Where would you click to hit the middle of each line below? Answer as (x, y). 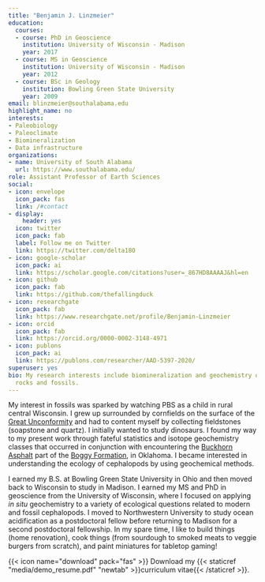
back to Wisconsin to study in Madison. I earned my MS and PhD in (118, 487)
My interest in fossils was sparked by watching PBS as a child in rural (121, 405)
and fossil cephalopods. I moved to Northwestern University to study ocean (131, 513)
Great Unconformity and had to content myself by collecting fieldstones (125, 422)
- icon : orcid (32, 324)
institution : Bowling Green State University (99, 89)
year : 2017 (40, 52)
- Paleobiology (33, 126)
